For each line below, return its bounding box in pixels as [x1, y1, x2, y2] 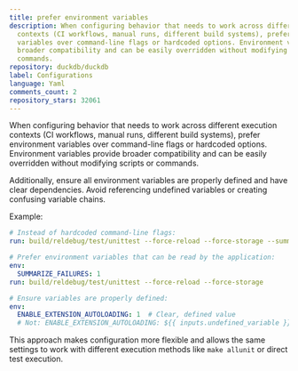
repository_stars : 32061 [9, 95, 101, 105]
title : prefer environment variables [9, 12, 149, 22]
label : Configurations [9, 71, 93, 80]
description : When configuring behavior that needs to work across [9, 21, 264, 30]
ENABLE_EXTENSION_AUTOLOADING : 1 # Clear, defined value [17, 311, 237, 319]
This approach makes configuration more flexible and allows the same [9, 335, 266, 345]
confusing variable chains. [9, 194, 106, 205]
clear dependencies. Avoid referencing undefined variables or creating [9, 184, 268, 196]
